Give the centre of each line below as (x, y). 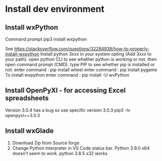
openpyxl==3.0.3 (23, 115)
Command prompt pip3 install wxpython (46, 39)
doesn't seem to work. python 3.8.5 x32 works (60, 153)
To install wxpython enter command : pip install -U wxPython (67, 75)
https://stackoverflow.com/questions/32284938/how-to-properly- (82, 49)
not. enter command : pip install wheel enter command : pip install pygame (81, 70)
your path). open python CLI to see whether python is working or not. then (81, 59)
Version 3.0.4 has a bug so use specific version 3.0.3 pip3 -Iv (68, 110)
